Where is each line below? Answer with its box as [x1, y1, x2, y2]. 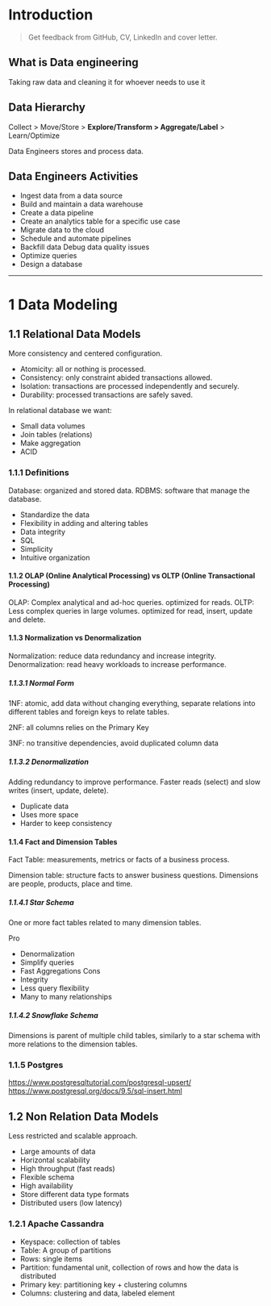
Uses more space [19, 810, 79, 820]
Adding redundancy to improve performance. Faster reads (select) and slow [8, 777, 261, 787]
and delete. [8, 615, 46, 624]
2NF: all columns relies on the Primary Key [8, 723, 149, 732]
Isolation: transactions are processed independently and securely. [19, 382, 240, 391]
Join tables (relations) [19, 430, 93, 440]
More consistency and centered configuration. [8, 348, 163, 358]
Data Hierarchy [8, 101, 86, 115]
